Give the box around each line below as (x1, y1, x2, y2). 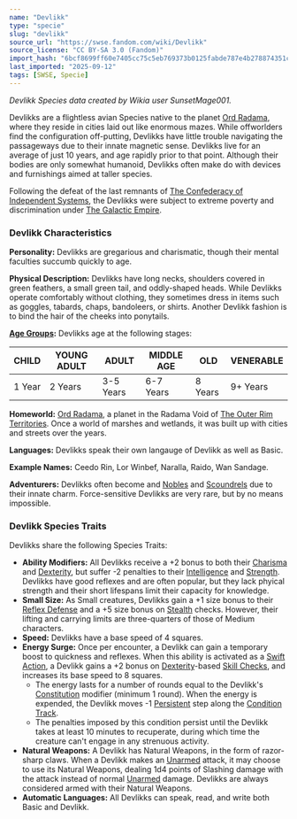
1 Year (13, 381, 42, 393)
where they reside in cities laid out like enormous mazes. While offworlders (9, 121, 283, 132)
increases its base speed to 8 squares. (21, 670, 164, 681)
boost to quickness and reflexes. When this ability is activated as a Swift (21, 652, 286, 662)
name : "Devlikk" (9, 12, 69, 22)
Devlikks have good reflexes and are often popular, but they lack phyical (21, 576, 286, 587)
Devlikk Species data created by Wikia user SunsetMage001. (9, 95, 232, 105)
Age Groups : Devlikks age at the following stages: (9, 328, 193, 339)
